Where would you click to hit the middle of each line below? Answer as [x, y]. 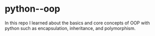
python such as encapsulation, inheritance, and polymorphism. [70, 28]
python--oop [33, 9]
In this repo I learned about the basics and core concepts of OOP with [77, 23]
